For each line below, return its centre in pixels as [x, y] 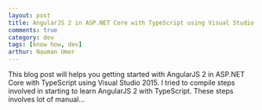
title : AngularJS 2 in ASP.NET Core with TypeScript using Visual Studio [131, 23]
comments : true [33, 30]
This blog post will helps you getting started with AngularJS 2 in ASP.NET [127, 74]
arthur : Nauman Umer [42, 52]
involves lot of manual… [46, 99]
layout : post [29, 15]
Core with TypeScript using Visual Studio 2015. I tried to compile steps [122, 82]
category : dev [31, 37]
